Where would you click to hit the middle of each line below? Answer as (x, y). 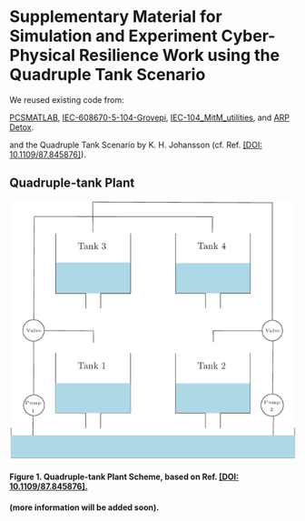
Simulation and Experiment (113, 36)
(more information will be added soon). (84, 507)
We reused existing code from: (67, 100)
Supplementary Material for (116, 17)
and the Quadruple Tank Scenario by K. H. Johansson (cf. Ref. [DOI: (136, 145)
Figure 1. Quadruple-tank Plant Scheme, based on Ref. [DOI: (124, 477)
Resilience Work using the (179, 55)
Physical (42, 55)
